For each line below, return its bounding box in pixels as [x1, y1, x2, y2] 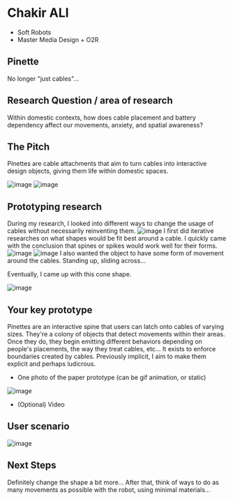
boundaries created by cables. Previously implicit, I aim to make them [7, 352, 207, 360]
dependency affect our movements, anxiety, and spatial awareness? [7, 120, 204, 129]
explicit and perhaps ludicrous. [7, 360, 96, 368]
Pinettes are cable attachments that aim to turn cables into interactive [7, 160, 207, 168]
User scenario [7, 421, 70, 432]
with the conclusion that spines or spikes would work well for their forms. [7, 241, 218, 250]
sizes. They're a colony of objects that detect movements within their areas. [7, 330, 225, 338]
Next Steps [7, 460, 57, 472]
